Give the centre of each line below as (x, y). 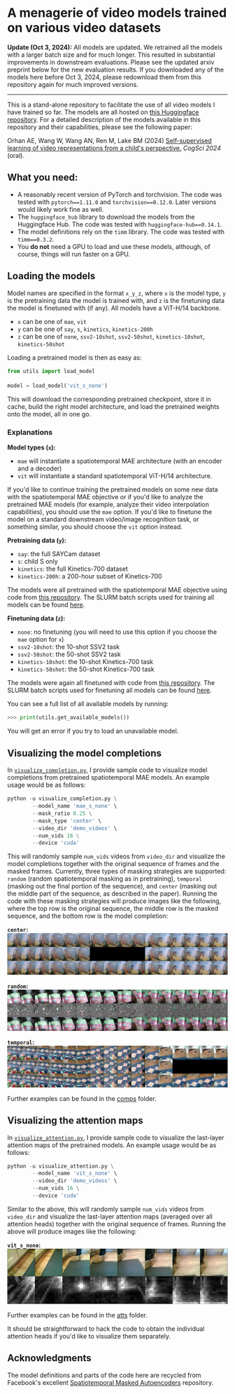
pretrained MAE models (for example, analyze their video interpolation (108, 505)
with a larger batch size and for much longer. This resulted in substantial (111, 55)
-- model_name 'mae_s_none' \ (75, 806)
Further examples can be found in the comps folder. (82, 1098)
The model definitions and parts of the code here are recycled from (104, 1375)
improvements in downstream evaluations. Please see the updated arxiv (111, 62)
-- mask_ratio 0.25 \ (62, 813)
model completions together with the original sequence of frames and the (113, 864)
